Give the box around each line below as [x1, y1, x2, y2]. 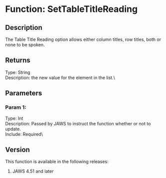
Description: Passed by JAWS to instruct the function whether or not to [5, 120, 151, 126]
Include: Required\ [5, 131, 43, 137]
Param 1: [5, 104, 26, 111]
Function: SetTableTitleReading [5, 3, 138, 15]
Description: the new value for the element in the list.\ [5, 75, 116, 81]
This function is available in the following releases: [5, 159, 109, 165]
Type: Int [5, 115, 23, 121]
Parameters [5, 89, 42, 97]
